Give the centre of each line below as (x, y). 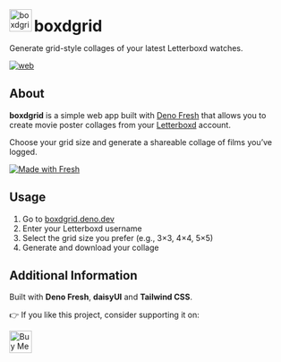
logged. (23, 151)
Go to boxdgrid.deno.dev (68, 219)
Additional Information (73, 276)
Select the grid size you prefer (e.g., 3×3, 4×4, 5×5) (118, 237)
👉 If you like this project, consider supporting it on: (104, 315)
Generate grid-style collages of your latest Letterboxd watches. (126, 48)
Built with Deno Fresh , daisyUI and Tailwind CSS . (101, 297)
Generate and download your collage (90, 247)
